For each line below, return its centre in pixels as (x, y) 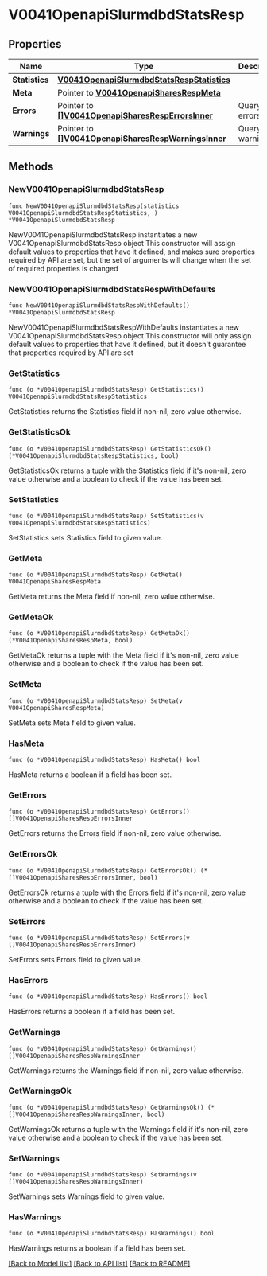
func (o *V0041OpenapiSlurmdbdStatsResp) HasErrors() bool (108, 997)
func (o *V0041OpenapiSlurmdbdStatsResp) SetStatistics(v (106, 516)
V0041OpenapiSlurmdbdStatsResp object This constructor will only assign (130, 335)
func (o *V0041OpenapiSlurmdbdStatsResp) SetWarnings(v (103, 1175)
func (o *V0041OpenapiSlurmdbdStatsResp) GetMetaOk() (99, 634)
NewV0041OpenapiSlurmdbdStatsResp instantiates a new (103, 234)
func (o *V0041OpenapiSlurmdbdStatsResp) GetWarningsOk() (106, 1107)
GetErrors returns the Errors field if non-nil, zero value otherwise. (115, 833)
